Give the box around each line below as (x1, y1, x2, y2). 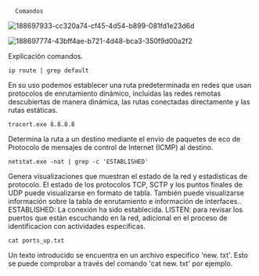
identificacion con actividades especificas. (8, 222, 146, 231)
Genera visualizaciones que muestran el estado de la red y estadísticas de (8, 172, 248, 180)
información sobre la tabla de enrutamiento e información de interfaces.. (8, 197, 242, 205)
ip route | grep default (8, 67, 89, 74)
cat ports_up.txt (8, 237, 65, 245)
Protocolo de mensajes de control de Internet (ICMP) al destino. (8, 143, 214, 152)
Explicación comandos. (8, 52, 84, 60)
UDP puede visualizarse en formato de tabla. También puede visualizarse (8, 188, 245, 198)
